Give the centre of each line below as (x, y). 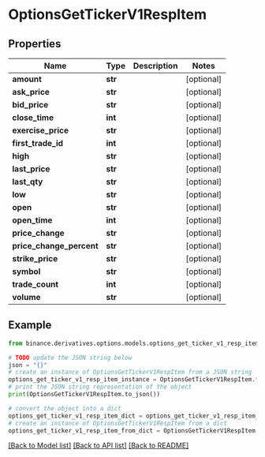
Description (155, 66)
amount (27, 79)
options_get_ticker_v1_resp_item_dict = (76, 416)
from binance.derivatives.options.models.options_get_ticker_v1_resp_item (134, 343)
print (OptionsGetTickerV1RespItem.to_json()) (84, 395)
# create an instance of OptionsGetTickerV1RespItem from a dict (118, 423)
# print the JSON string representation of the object (100, 387)
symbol (26, 272)
